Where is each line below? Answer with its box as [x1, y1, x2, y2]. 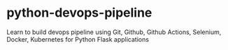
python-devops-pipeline [6, 5, 152, 21]
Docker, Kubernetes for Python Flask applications [6, 35, 150, 43]
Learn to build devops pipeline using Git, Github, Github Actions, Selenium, [6, 28, 222, 36]
